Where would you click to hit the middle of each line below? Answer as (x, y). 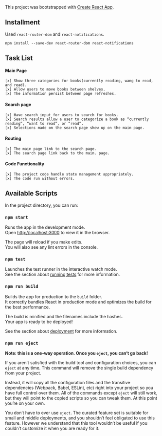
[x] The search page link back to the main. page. (57, 153)
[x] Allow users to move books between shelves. (55, 89)
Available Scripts (31, 193)
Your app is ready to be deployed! (39, 322)
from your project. (23, 373)
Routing (13, 138)
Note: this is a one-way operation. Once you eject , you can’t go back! (77, 353)
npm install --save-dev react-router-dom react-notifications (69, 43)
